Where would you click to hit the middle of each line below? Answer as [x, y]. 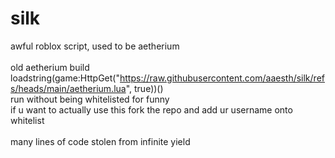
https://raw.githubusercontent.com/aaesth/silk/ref [222, 78]
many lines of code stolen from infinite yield [100, 141]
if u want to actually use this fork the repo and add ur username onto [151, 109]
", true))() [144, 88]
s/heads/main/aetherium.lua [68, 88]
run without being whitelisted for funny [90, 99]
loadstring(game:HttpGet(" [65, 78]
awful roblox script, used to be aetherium [95, 46]
